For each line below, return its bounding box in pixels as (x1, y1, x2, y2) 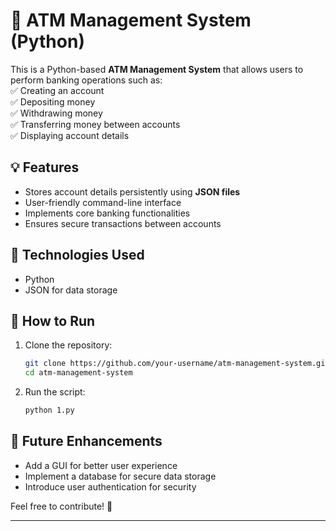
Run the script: (24, 386, 86, 398)
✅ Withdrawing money (10, 107, 103, 119)
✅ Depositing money (10, 95, 96, 108)
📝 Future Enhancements (10, 433, 163, 450)
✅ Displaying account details (10, 129, 130, 141)
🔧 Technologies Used (10, 247, 145, 264)
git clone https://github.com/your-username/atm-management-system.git (24, 359, 330, 369)
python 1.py (24, 405, 75, 416)
